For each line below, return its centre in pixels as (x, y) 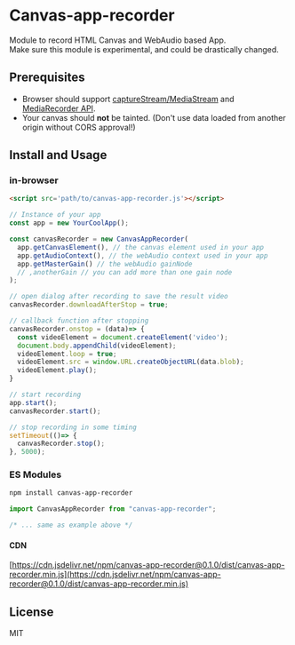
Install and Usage (58, 155)
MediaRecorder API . (59, 108)
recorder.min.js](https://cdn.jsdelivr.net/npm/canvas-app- (115, 575)
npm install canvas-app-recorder (71, 493)
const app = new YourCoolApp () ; (69, 223)
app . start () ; (33, 402)
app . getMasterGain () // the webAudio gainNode (105, 264)
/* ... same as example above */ (71, 525)
